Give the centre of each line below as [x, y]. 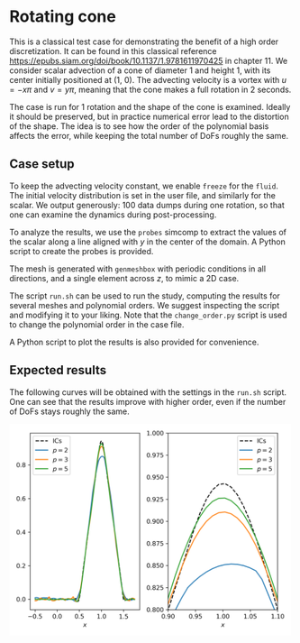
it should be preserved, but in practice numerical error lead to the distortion [150, 116]
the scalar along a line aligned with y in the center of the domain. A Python [147, 242]
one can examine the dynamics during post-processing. [113, 215]
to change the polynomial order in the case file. [97, 324]
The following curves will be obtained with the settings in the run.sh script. [148, 392]
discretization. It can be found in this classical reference [113, 51]
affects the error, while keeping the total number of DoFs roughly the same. [149, 135]
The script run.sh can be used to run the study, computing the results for [145, 296]
